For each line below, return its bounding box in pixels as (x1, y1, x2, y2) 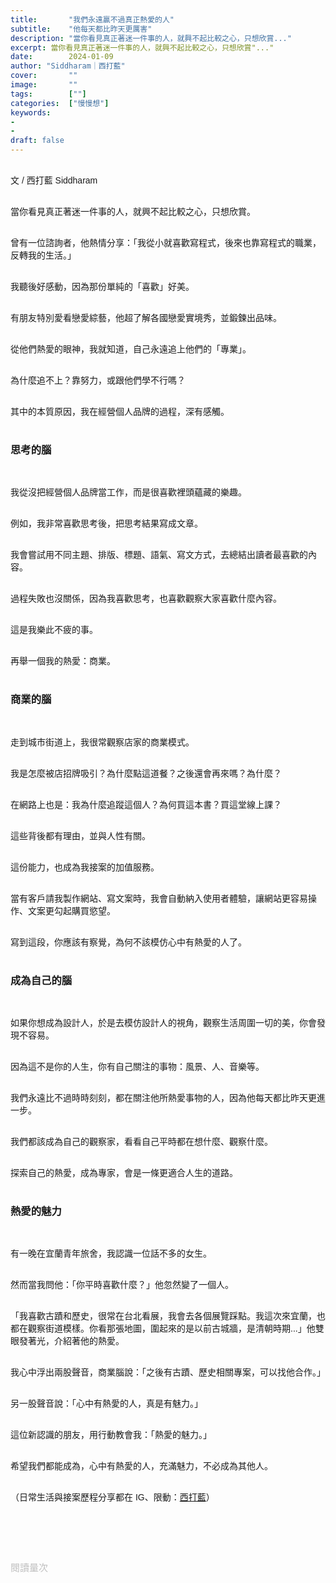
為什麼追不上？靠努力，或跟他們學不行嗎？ (10, 375, 186, 386)
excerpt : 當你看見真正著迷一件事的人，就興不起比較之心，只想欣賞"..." (10, 42, 275, 53)
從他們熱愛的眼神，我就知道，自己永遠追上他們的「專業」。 (10, 344, 252, 355)
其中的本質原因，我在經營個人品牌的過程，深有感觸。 (10, 406, 230, 417)
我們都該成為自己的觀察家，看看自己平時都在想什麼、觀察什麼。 (10, 1136, 273, 1147)
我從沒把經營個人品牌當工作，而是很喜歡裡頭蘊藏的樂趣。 (10, 487, 247, 498)
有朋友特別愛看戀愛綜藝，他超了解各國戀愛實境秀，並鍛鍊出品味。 (10, 312, 282, 323)
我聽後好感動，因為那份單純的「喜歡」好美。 (10, 281, 195, 292)
